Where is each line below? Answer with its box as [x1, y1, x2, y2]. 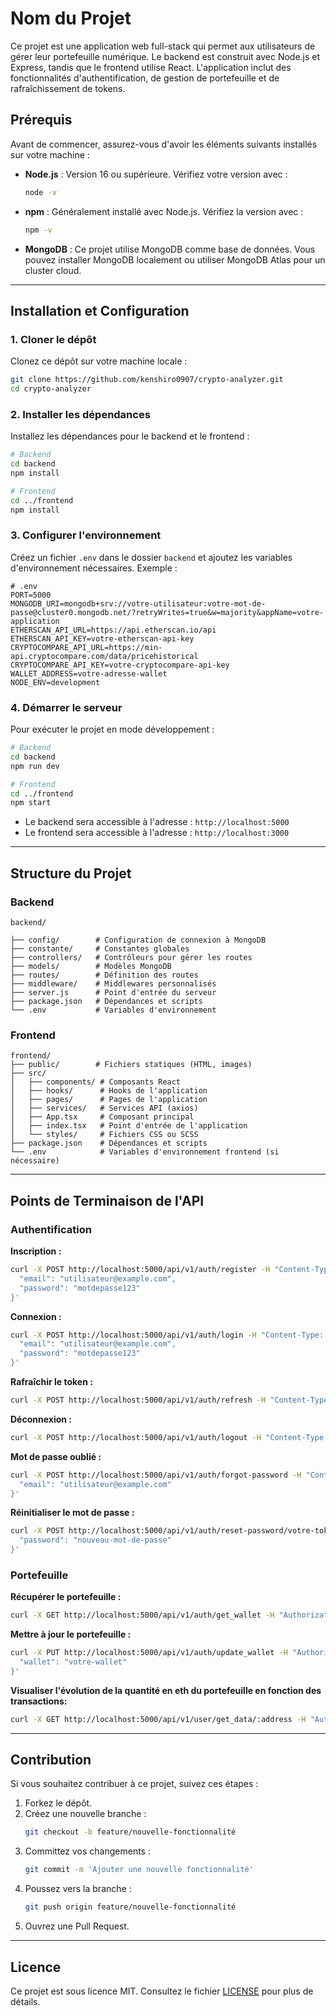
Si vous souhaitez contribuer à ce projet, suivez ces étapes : [10, 1778, 259, 1790]
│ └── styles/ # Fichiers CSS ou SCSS [10, 1130, 199, 1140]
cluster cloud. [24, 264, 82, 276]
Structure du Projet [10, 865, 132, 882]
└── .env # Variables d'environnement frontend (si [10, 1147, 280, 1157]
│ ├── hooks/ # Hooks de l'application [10, 1086, 208, 1096]
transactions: [10, 1695, 68, 1707]
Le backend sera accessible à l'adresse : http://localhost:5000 [24, 816, 290, 828]
